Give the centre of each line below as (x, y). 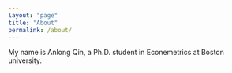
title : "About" (33, 23)
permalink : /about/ (40, 30)
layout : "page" (33, 15)
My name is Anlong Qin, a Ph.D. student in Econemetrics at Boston (116, 53)
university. (25, 60)
